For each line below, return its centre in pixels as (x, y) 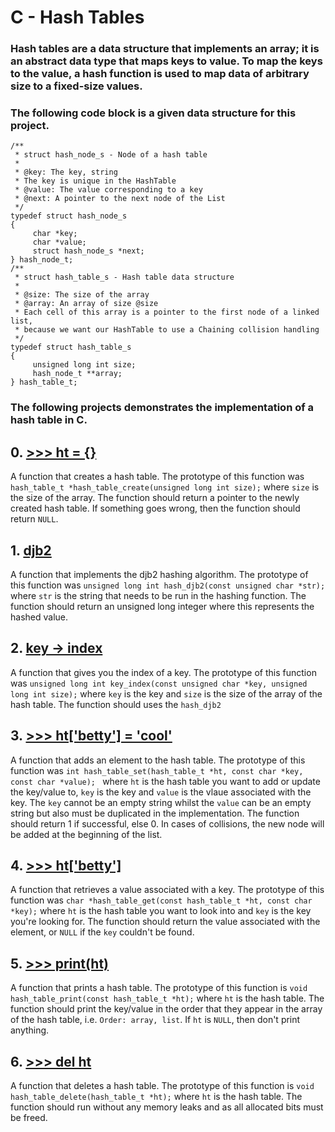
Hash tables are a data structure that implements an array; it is (165, 49)
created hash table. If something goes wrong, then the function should (155, 508)
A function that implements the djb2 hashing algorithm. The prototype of (159, 574)
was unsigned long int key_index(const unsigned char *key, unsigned (159, 683)
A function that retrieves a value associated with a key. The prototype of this (167, 890)
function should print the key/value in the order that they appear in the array (166, 1009)
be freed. (29, 1118)
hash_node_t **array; (77, 374)
